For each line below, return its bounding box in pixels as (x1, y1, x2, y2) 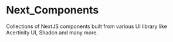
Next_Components (6, 3, 99, 17)
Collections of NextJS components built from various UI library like (6, 23, 167, 30)
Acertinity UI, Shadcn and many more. (6, 29, 99, 36)
